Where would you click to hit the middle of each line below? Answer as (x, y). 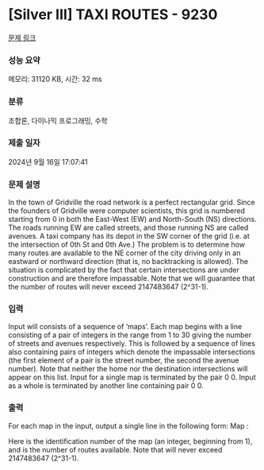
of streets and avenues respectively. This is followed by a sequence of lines (132, 344)
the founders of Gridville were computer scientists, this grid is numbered (127, 211)
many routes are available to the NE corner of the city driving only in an (124, 253)
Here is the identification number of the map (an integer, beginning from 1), (130, 441)
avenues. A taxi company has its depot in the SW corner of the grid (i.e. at (129, 236)
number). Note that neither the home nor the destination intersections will (128, 369)
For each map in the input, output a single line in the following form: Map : (128, 425)
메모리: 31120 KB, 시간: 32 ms (55, 79)
